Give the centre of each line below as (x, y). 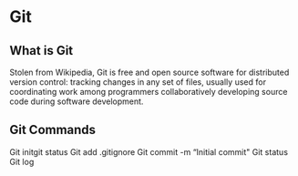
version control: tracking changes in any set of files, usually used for (138, 82)
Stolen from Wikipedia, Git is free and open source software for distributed (149, 72)
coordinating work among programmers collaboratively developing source (149, 92)
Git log (22, 161)
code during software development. (77, 101)
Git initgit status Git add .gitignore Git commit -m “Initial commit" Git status (149, 151)
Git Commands (53, 130)
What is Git (41, 51)
